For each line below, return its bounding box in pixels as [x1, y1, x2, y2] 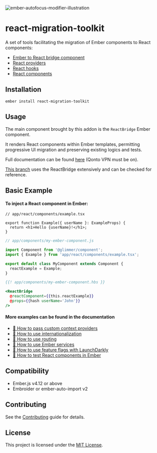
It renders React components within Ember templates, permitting [5, 141, 140, 147]
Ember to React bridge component [12, 54, 85, 60]
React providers [12, 60, 46, 66]
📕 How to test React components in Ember [12, 352, 101, 358]
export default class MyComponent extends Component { [5, 261, 124, 266]
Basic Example [5, 186, 53, 195]
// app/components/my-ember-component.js [5, 238, 94, 243]
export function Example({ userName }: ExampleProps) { [5, 220, 126, 225]
